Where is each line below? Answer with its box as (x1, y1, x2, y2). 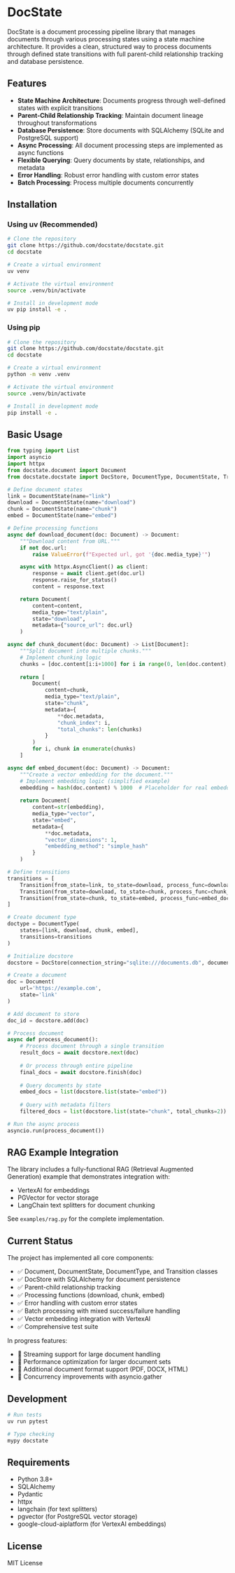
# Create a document (7, 972, 68, 979)
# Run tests (7, 1412, 42, 1419)
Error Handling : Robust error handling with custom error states (17, 170, 199, 179)
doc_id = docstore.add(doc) (7, 1017, 90, 1024)
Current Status (7, 1235, 73, 1247)
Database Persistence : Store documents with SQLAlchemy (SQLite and (17, 126, 225, 134)
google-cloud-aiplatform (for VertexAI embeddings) (17, 1520, 166, 1528)
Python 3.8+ (17, 1475, 54, 1484)
